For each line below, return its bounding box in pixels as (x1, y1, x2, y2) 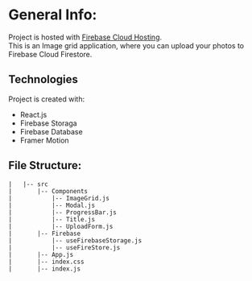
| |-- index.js (8, 264, 81, 273)
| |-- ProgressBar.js (8, 208, 117, 217)
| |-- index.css (8, 258, 85, 266)
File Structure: (8, 159, 82, 172)
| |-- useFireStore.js (8, 243, 121, 251)
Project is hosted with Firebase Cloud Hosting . (8, 32, 163, 42)
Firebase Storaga (19, 118, 78, 128)
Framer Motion (19, 135, 70, 145)
